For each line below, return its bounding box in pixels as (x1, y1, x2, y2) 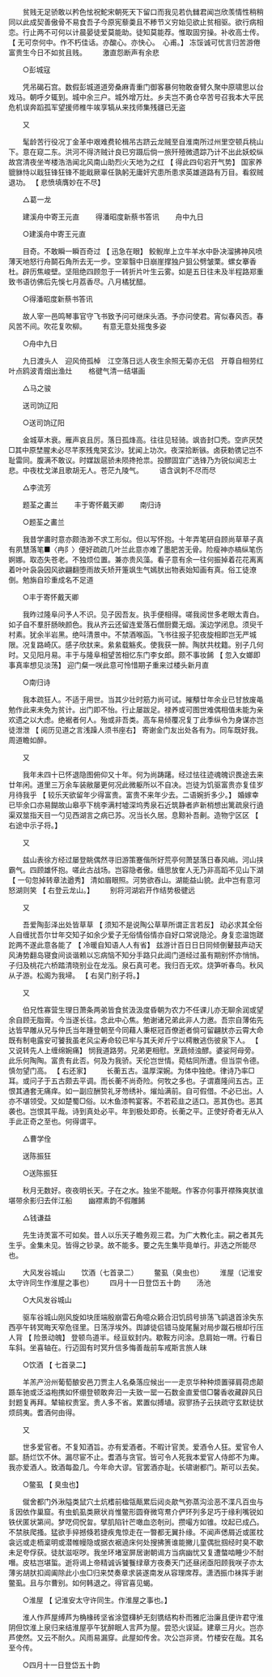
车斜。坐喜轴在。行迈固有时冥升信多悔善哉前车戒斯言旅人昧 (8, 1343, 207, 1352)
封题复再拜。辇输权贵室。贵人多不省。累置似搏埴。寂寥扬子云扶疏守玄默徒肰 (8, 1398, 264, 1407)
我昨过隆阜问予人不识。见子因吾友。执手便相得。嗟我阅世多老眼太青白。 (22, 609, 264, 619)
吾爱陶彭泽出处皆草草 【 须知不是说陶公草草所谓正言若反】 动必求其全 (22, 920, 256, 929)
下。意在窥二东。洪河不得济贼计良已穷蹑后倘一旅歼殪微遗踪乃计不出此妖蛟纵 (8, 147, 264, 157)
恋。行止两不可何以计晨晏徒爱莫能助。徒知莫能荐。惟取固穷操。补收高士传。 (8, 28, 264, 37)
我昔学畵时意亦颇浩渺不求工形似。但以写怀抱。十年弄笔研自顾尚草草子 (22, 535, 257, 544)
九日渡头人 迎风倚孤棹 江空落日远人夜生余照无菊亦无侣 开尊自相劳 (22, 356, 257, 365)
